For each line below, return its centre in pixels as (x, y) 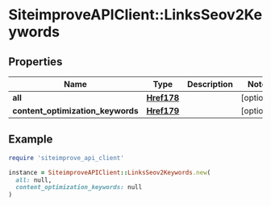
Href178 (163, 98)
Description (210, 84)
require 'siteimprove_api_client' (67, 158)
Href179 (163, 111)
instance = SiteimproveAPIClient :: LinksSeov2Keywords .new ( (110, 172)
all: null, (34, 180)
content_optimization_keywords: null (79, 187)
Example (31, 140)
